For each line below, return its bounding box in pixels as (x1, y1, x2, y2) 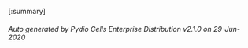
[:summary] (8, 7, 46, 15)
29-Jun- (213, 24, 240, 33)
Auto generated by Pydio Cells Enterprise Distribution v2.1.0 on (8, 24, 213, 33)
